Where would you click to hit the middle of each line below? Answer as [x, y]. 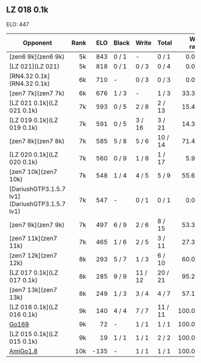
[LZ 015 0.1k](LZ [34, 334]
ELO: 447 [18, 24]
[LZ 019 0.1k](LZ [34, 120]
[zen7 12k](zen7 [33, 255]
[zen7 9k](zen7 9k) [37, 225]
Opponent [38, 42]
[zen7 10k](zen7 [33, 172]
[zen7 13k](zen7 [33, 289]
